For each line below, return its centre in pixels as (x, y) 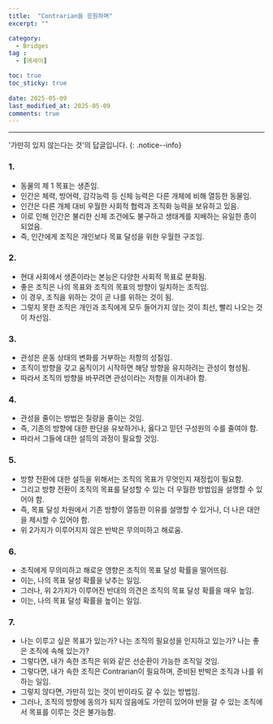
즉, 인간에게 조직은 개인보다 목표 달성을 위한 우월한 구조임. (112, 236)
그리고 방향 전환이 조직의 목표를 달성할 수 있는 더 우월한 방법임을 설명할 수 (137, 489)
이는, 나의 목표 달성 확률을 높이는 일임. (81, 601)
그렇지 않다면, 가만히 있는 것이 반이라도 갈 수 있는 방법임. (110, 691)
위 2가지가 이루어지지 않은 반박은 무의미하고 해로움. (102, 530)
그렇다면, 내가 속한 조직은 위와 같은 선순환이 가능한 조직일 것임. (120, 661)
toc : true (25, 76)
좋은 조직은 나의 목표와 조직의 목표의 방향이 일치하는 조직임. (115, 286)
